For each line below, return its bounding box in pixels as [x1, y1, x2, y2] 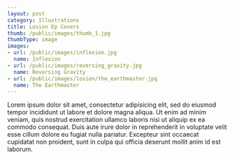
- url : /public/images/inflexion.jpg [7, 50, 117, 56]
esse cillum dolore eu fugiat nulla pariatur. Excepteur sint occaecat [7, 130, 199, 139]
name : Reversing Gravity [13, 68, 86, 75]
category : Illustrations [7, 17, 80, 24]
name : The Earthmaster [13, 82, 80, 89]
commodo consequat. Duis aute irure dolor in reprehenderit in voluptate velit [7, 123, 227, 131]
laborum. [7, 145, 34, 153]
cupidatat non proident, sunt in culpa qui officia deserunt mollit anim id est [7, 137, 221, 146]
